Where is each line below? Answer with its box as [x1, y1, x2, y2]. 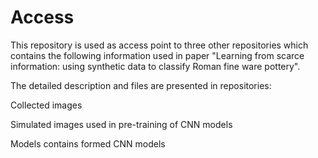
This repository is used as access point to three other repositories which [10, 39, 309, 51]
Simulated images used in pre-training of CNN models [10, 118, 233, 130]
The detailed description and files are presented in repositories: [10, 79, 272, 91]
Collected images [10, 99, 83, 111]
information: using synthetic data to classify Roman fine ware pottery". [10, 60, 301, 72]
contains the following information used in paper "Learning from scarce [10, 49, 305, 61]
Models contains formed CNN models [10, 137, 166, 150]
